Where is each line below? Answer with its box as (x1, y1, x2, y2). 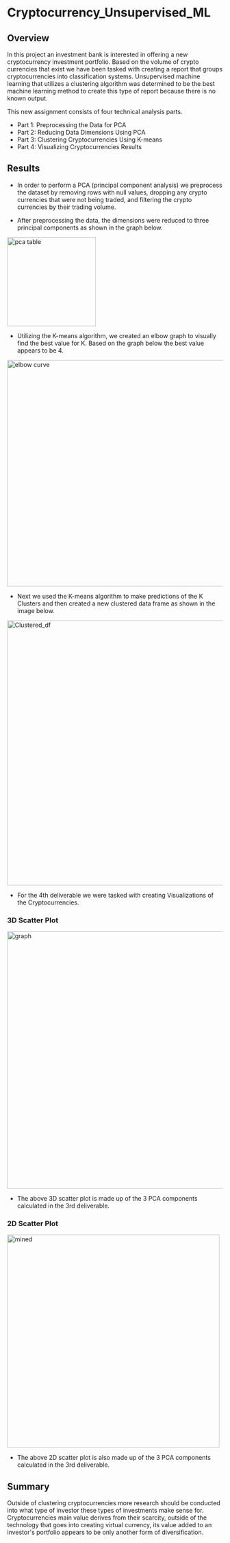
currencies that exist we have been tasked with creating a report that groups (7, 65, 223, 73)
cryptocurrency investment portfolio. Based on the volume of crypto (7, 58, 199, 66)
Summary (7, 1480, 50, 1492)
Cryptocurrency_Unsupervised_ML (7, 5, 211, 21)
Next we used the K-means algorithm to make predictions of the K (16, 592, 203, 600)
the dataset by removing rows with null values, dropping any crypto (16, 188, 207, 197)
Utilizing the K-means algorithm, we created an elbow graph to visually (16, 331, 217, 340)
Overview (7, 32, 50, 44)
